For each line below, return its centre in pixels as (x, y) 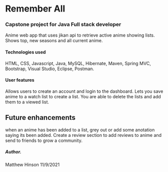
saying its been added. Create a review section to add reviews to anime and (83, 135)
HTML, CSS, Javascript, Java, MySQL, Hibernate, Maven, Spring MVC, (78, 63)
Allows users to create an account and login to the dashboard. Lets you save (84, 91)
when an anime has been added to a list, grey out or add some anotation (80, 130)
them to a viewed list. (27, 102)
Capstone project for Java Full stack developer (63, 25)
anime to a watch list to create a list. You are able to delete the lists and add (83, 96)
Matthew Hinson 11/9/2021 (33, 164)
